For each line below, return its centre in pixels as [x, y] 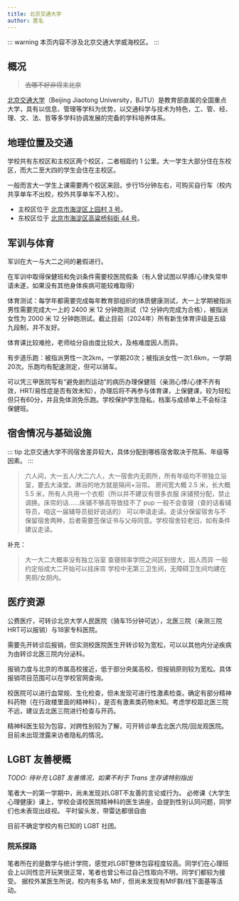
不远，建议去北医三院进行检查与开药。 [63, 711]
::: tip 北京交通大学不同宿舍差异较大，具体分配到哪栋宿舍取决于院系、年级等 [118, 452]
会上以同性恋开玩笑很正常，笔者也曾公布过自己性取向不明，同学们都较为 [113, 872]
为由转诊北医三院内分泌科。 [48, 653]
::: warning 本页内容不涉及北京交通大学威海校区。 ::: [84, 42]
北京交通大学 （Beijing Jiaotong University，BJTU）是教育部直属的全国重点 [117, 100]
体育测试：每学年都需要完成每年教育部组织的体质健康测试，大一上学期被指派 [119, 300]
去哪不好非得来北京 [53, 85]
